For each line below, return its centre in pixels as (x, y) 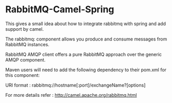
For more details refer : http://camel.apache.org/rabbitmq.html (71, 95)
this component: (23, 75)
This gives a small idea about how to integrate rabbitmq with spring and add (85, 24)
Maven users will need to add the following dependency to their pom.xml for (86, 70)
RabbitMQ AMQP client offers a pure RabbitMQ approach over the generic (84, 54)
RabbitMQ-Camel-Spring (60, 9)
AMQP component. (25, 59)
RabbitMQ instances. (27, 44)
